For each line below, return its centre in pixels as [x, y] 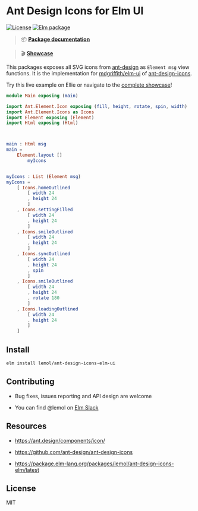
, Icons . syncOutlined [43, 254]
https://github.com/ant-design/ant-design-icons [74, 452]
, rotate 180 [44, 298]
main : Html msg [26, 144]
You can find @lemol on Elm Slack [56, 407]
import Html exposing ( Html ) [42, 123]
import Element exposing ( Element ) [50, 118]
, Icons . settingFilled [45, 210]
